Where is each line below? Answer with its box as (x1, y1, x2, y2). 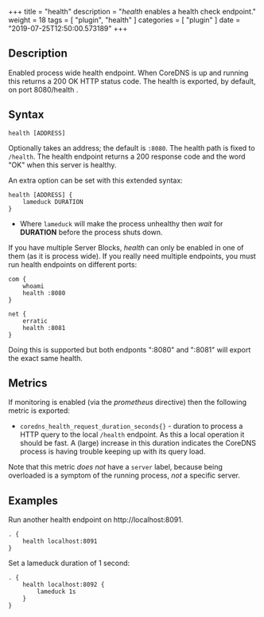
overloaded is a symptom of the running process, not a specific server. (8, 470, 240, 481)
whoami (22, 282, 45, 290)
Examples (8, 493, 58, 507)
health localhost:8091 (22, 537, 98, 545)
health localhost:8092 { (22, 581, 105, 589)
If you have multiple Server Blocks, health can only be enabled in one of (8, 242, 244, 252)
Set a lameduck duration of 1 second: (8, 558, 130, 568)
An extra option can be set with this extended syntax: (8, 175, 183, 185)
